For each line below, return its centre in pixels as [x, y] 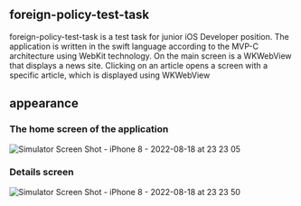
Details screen [42, 173]
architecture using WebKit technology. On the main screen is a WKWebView [150, 56]
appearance [44, 103]
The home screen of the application [89, 129]
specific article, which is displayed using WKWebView [110, 75]
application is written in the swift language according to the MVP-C [134, 46]
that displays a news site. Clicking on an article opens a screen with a [139, 65]
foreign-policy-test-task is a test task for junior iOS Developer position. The [149, 36]
